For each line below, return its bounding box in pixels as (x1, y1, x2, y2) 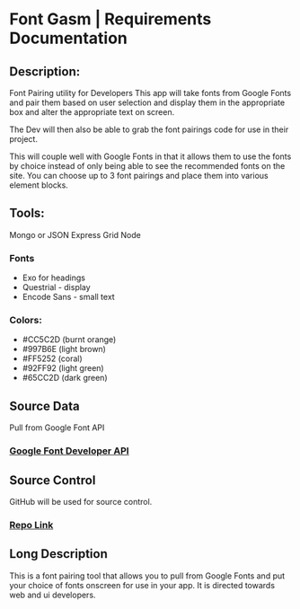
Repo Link (9, 518, 54, 531)
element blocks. (9, 180, 69, 190)
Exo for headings (22, 272, 85, 283)
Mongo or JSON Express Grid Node (9, 229, 141, 240)
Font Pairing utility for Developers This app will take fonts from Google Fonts (9, 88, 292, 98)
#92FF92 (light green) (22, 363, 105, 374)
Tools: (9, 206, 45, 221)
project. (9, 134, 39, 144)
